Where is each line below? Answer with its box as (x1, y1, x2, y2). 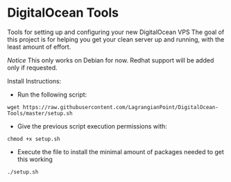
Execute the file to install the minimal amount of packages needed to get (17, 147, 224, 156)
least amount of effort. (7, 42, 71, 51)
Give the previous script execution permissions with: (17, 122, 168, 130)
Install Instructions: (7, 76, 62, 85)
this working (17, 155, 53, 163)
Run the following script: (17, 90, 87, 99)
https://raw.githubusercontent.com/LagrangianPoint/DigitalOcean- (22, 104, 219, 110)
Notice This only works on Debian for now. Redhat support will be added (7, 56, 214, 64)
